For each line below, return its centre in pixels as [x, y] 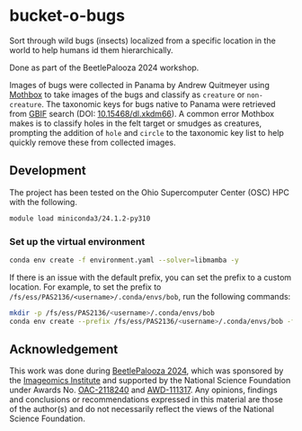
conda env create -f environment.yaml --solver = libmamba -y [124, 260]
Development [48, 171]
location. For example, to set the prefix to [85, 287]
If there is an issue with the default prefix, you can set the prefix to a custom [151, 277]
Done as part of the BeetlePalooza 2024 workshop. [104, 67]
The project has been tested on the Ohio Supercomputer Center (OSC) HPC [149, 192]
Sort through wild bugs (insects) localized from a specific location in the [142, 40]
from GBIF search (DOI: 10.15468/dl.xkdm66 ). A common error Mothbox [142, 113]
